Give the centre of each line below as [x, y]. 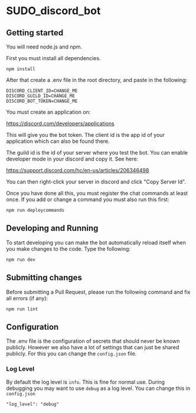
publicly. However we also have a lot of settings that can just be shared [93, 348]
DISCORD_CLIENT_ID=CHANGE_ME [42, 91]
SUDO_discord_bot [53, 11]
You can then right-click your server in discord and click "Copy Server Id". [96, 182]
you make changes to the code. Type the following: [68, 248]
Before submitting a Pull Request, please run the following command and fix [98, 292]
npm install [21, 69]
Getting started [35, 33]
